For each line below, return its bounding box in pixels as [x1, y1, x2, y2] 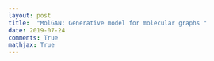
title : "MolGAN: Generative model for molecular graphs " [8, 19, 208, 27]
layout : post [8, 11, 52, 20]
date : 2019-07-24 [8, 26, 66, 34]
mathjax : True [8, 41, 55, 49]
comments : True [8, 33, 59, 42]
